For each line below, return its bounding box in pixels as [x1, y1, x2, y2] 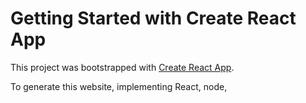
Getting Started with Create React [10, 7, 297, 30]
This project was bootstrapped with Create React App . [10, 61, 235, 73]
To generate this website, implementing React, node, [10, 80, 228, 92]
